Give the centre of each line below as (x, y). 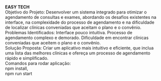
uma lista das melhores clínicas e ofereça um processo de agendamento (78, 53)
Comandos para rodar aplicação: (38, 63)
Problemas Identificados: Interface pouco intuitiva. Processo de (69, 33)
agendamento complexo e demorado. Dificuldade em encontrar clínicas (77, 38)
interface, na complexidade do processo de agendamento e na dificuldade (80, 22)
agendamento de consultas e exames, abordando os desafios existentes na (81, 17)
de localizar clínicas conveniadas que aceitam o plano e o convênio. (73, 27)
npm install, (17, 68)
